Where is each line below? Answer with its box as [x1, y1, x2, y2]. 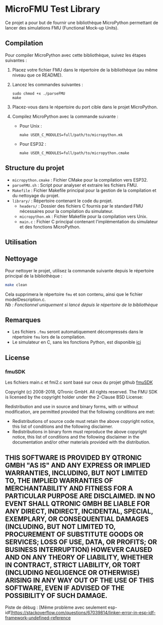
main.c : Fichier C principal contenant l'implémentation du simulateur [19, 218, 158, 224]
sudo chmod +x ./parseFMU [12, 91, 65, 96]
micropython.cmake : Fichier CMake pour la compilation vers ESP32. [12, 177, 148, 182]
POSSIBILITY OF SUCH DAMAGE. [5, 591, 108, 599]
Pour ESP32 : [19, 141, 47, 147]
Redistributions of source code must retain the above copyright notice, [12, 418, 155, 424]
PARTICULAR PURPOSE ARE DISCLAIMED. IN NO [5, 492, 156, 500]
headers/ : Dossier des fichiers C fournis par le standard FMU [19, 203, 143, 209]
